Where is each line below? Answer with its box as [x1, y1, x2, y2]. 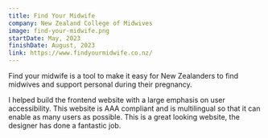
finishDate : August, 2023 [8, 42, 95, 50]
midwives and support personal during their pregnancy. [8, 79, 193, 89]
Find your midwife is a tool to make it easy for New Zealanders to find [8, 71, 239, 80]
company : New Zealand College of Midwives [8, 19, 153, 27]
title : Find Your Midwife [8, 11, 95, 20]
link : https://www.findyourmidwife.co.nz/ [8, 49, 153, 57]
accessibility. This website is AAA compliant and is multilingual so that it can [8, 103, 261, 113]
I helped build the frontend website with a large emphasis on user [8, 95, 225, 104]
